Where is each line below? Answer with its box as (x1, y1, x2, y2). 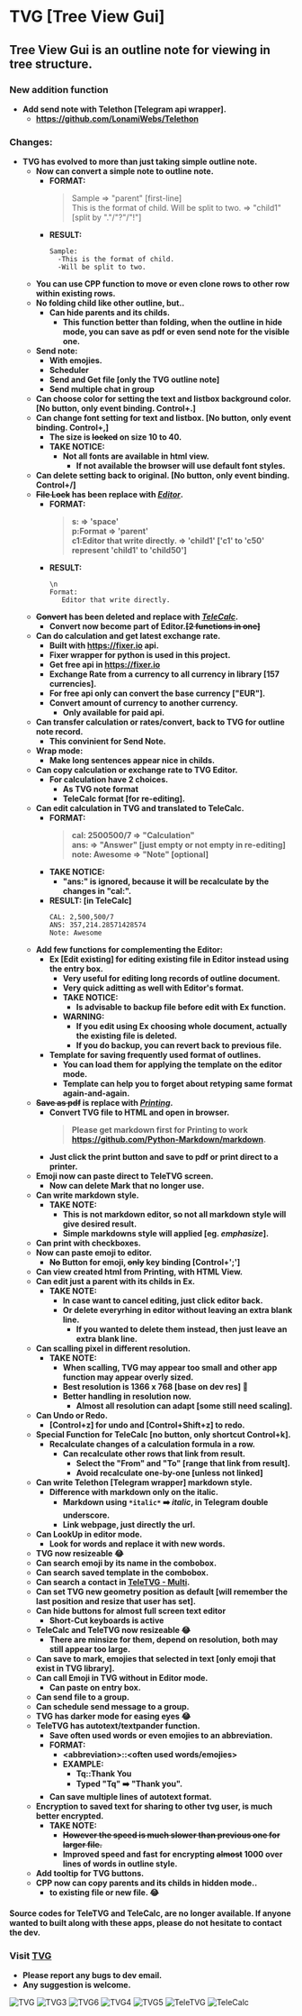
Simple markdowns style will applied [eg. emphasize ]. (62, 1228, 270, 1239)
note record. (35, 726, 84, 737)
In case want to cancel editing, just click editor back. (62, 1295, 263, 1306)
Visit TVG (9, 1949, 52, 1962)
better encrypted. (35, 1811, 104, 1821)
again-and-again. (62, 1088, 130, 1099)
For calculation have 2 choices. (49, 774, 169, 785)
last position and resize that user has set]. (35, 1596, 196, 1607)
